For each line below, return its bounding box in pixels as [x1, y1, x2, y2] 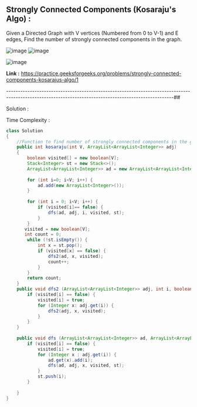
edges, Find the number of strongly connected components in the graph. [6, 35, 182, 43]
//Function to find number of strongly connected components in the [16, 139, 188, 144]
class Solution [6, 127, 43, 134]
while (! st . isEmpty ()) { [27, 237, 88, 243]
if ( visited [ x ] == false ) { [37, 248, 107, 254]
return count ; [27, 275, 62, 281]
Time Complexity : [6, 116, 50, 123]
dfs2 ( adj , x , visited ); [47, 308, 107, 314]
